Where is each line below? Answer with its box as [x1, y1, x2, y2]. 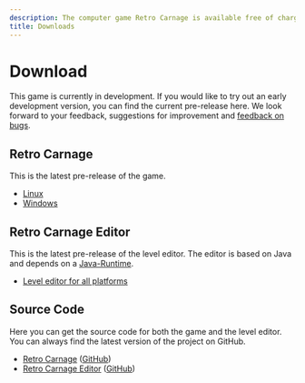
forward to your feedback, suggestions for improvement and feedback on [9, 110, 284, 121]
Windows [22, 197, 58, 209]
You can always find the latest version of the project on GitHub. [9, 336, 247, 347]
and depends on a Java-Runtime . [9, 258, 134, 269]
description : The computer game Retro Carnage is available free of [9, 13, 274, 23]
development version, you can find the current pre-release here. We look [9, 101, 282, 112]
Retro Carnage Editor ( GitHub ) [22, 363, 136, 374]
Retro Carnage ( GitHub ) [22, 353, 112, 364]
